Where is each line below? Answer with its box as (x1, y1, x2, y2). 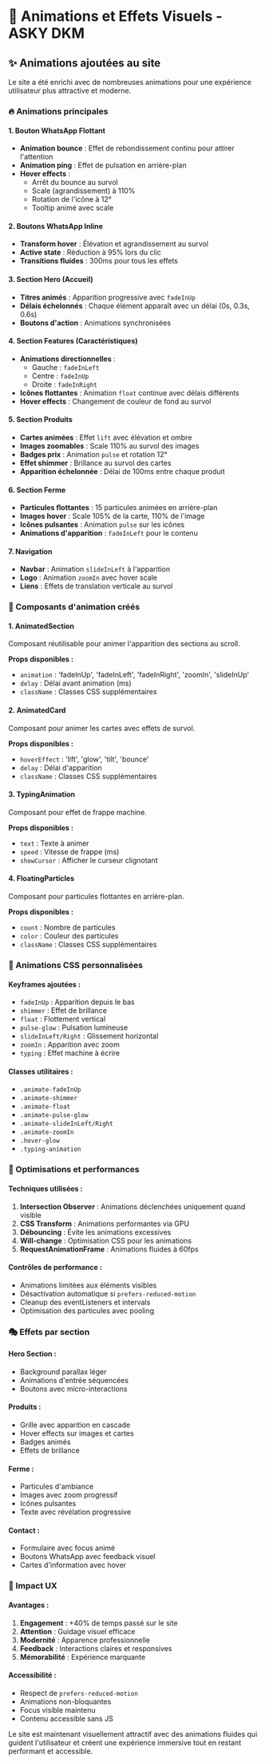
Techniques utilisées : (8, 1183, 83, 1193)
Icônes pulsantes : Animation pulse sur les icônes (19, 520, 185, 529)
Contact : (8, 1525, 40, 1535)
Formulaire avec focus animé (19, 1543, 116, 1553)
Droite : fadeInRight (31, 380, 97, 389)
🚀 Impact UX (8, 1581, 57, 1592)
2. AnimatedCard (8, 705, 66, 715)
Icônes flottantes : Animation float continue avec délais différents (19, 388, 239, 397)
